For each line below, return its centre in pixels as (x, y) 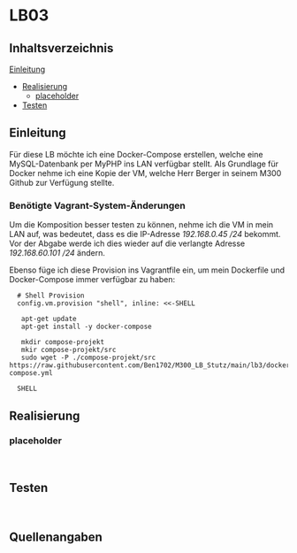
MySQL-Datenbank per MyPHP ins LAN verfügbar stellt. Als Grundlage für (144, 164)
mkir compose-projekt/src (69, 350)
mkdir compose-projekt (62, 342)
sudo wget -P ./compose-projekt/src (88, 358)
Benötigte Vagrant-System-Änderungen (97, 205)
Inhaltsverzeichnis (61, 48)
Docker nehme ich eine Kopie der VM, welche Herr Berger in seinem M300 (145, 173)
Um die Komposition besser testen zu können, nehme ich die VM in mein (141, 225)
